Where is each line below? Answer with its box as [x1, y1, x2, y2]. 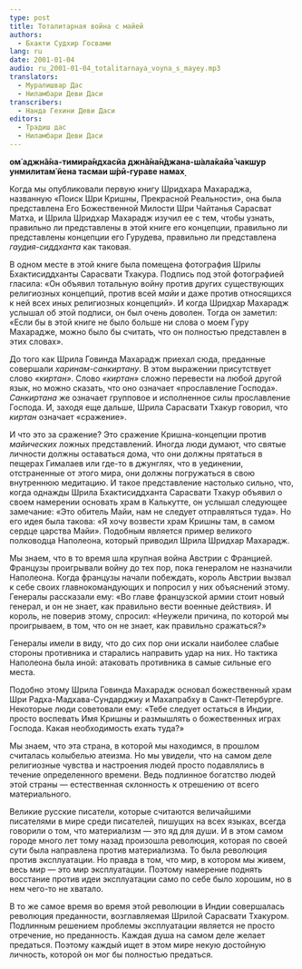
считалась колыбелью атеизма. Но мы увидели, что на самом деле [9, 749, 272, 760]
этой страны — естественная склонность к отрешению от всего [9, 778, 259, 789]
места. [9, 666, 36, 677]
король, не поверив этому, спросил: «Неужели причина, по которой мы [9, 610, 289, 622]
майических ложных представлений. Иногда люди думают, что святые [9, 438, 287, 449]
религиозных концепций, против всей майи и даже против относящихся [9, 288, 292, 299]
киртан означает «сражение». [9, 411, 127, 422]
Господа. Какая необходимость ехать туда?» [9, 722, 184, 733]
